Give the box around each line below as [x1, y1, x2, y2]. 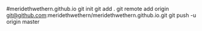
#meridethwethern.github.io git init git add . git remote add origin [6, 5, 170, 12]
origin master [6, 18, 40, 25]
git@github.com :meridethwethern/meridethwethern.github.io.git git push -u [6, 12, 197, 19]
